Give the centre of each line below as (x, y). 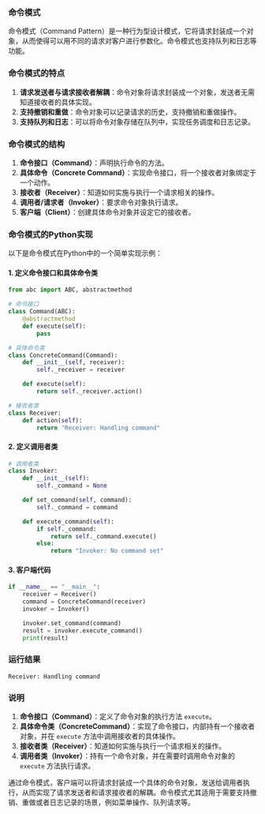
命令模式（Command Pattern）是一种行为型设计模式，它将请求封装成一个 (127, 31)
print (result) (45, 638)
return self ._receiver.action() (90, 392)
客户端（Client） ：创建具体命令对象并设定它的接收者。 (107, 212)
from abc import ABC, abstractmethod (70, 290)
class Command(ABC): (42, 312)
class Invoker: (33, 471)
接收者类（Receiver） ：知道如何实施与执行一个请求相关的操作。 (123, 746)
